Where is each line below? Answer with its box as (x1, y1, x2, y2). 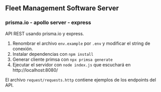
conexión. (12, 45, 34, 52)
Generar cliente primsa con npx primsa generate (12, 56, 113, 62)
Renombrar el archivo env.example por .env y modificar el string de (12, 40, 150, 46)
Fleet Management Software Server (5, 4, 119, 13)
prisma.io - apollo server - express (5, 19, 91, 26)
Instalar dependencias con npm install (12, 51, 94, 57)
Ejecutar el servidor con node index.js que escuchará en (12, 61, 131, 67)
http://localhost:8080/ (12, 67, 58, 73)
